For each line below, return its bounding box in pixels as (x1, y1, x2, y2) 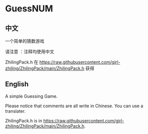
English (5, 80, 29, 88)
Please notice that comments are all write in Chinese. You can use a (5, 103, 144, 109)
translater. (5, 108, 26, 114)
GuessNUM (5, 3, 53, 14)
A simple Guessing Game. (5, 93, 58, 99)
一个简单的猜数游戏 (5, 38, 45, 44)
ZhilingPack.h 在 (5, 59, 39, 65)
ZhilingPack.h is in (5, 118, 43, 124)
